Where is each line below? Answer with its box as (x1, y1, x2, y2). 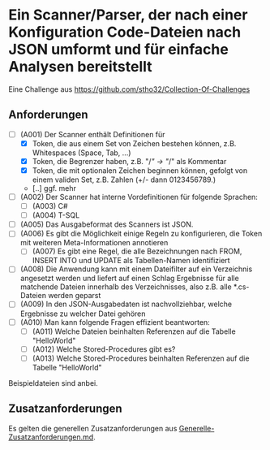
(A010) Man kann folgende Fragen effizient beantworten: (19, 317, 211, 327)
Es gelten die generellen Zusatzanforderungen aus (8, 423, 178, 433)
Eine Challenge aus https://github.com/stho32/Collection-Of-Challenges (8, 84, 251, 94)
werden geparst (48, 291, 101, 301)
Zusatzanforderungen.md (8, 432, 94, 442)
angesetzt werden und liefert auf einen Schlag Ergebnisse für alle (19, 274, 239, 283)
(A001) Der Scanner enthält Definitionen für (19, 129, 165, 139)
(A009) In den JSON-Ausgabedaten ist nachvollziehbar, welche (19, 299, 233, 309)
